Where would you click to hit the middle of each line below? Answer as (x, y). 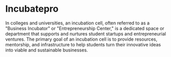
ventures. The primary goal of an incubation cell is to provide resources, (81, 39)
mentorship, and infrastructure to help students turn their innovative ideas (83, 44)
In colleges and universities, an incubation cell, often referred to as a (78, 23)
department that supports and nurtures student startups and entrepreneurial (86, 34)
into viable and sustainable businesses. (47, 50)
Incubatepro (32, 9)
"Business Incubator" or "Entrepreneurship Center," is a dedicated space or (85, 28)
